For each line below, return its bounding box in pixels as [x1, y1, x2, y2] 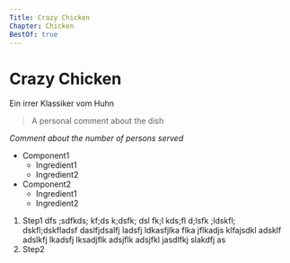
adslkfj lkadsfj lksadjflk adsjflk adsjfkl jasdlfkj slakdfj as [22, 234, 226, 245]
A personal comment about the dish [31, 116, 164, 127]
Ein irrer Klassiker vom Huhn [9, 98, 115, 109]
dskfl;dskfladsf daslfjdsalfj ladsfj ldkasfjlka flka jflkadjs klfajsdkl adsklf [22, 225, 282, 236]
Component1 [22, 150, 70, 162]
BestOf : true [9, 30, 58, 39]
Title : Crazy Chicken [9, 13, 91, 22]
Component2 [22, 179, 72, 189]
